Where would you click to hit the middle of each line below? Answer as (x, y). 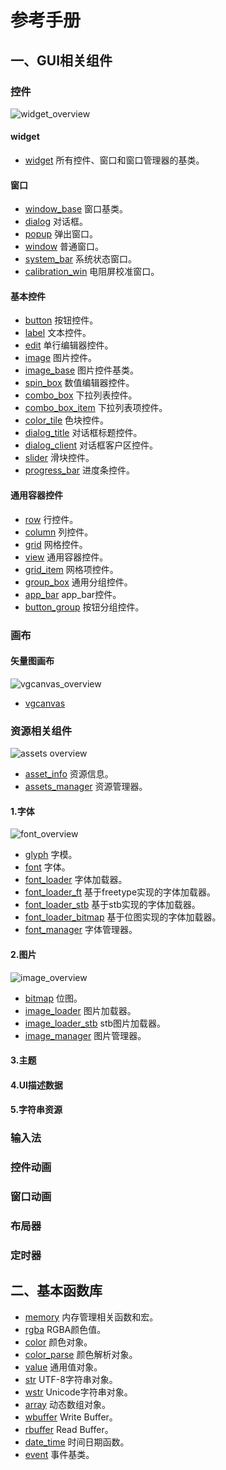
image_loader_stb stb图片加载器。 (95, 1023)
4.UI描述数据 (36, 1085)
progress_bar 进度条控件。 (80, 470)
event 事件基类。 (59, 1454)
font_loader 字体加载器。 (76, 880)
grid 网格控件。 (56, 544)
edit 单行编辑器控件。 (69, 345)
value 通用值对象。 (63, 1367)
